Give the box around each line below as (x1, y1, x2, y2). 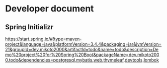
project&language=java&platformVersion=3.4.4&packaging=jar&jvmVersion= (5, 41, 162, 47)
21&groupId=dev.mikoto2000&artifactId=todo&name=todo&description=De (5, 47, 159, 52)
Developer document (5, 3, 94, 14)
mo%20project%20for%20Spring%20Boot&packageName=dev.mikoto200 (5, 52, 160, 58)
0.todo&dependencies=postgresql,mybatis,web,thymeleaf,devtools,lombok (5, 57, 159, 63)
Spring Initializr (5, 23, 54, 31)
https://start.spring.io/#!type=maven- (5, 36, 82, 42)
